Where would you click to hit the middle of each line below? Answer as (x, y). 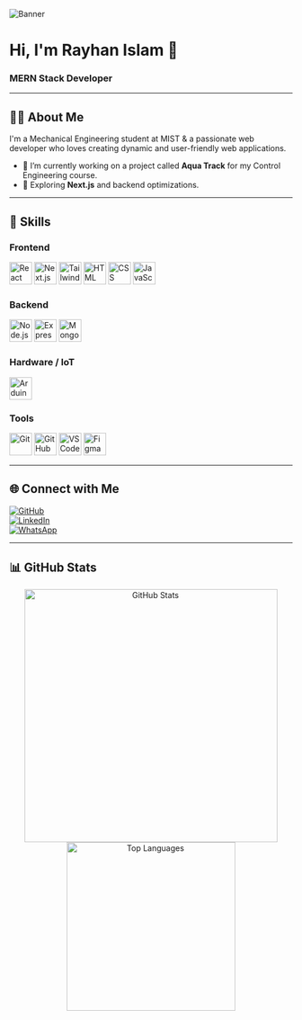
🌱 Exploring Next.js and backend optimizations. (111, 185)
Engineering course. (60, 175)
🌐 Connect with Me (64, 489)
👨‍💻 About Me (47, 117)
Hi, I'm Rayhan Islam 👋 (93, 50)
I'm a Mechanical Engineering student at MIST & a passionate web (132, 139)
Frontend (30, 247)
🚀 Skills (30, 222)
